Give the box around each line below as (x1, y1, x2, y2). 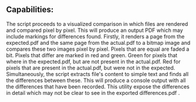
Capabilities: (6, 5, 54, 15)
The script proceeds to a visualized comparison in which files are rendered (6, 20, 188, 27)
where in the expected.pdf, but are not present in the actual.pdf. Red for (6, 58, 181, 65)
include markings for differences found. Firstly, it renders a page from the (6, 32, 185, 40)
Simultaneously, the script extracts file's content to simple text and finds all (6, 70, 189, 77)
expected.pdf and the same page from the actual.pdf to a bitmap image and (6, 39, 191, 46)
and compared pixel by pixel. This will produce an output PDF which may (6, 27, 183, 34)
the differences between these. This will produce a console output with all (6, 77, 186, 84)
